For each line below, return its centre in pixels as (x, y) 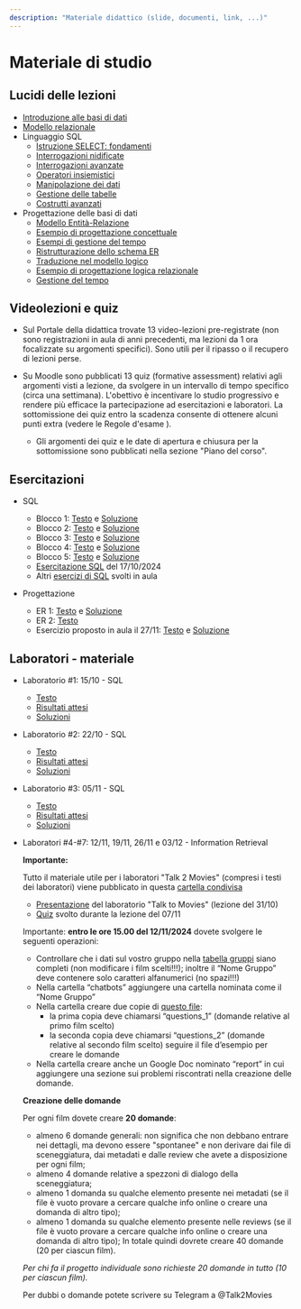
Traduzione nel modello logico (92, 261)
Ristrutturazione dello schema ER (97, 251)
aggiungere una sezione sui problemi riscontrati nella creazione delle (164, 1074)
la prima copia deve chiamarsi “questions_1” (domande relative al (169, 1016)
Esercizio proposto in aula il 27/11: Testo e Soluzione (132, 630)
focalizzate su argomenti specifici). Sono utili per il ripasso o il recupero (155, 349)
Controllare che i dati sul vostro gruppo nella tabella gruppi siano (156, 959)
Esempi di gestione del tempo (91, 242)
